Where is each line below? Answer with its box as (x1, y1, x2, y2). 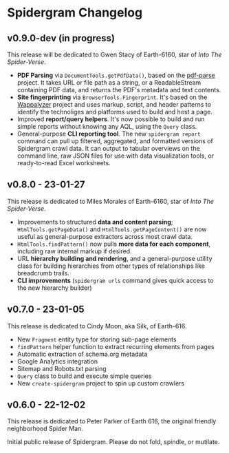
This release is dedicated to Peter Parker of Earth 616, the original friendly (7, 417, 217, 425)
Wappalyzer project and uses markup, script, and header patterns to (17, 101, 212, 108)
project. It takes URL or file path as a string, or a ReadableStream (17, 78, 201, 87)
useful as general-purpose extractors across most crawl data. (17, 232, 193, 240)
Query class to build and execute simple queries (17, 372, 152, 380)
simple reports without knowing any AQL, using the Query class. (17, 123, 197, 130)
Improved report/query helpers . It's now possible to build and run (17, 115, 205, 123)
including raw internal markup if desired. (17, 246, 132, 255)
